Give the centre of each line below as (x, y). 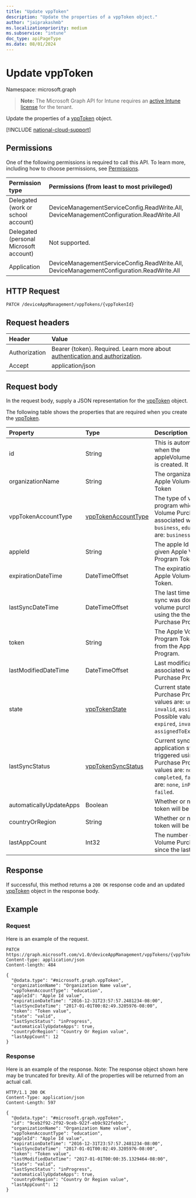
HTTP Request (33, 291)
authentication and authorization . (97, 356)
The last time (172, 593)
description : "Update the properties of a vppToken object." (82, 17)
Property (22, 433)
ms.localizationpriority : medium (47, 28)
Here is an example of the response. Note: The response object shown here (97, 1069)
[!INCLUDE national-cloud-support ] (49, 129)
